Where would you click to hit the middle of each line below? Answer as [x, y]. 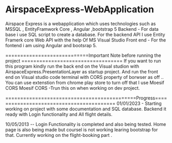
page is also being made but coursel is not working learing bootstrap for [82, 130]
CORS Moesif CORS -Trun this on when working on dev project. [73, 88]
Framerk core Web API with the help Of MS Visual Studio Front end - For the [86, 40]
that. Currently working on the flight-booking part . [59, 135]
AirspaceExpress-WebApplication [80, 9]
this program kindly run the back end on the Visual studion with [72, 66]
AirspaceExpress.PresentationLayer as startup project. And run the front [82, 71]
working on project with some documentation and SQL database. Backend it [86, 109]
